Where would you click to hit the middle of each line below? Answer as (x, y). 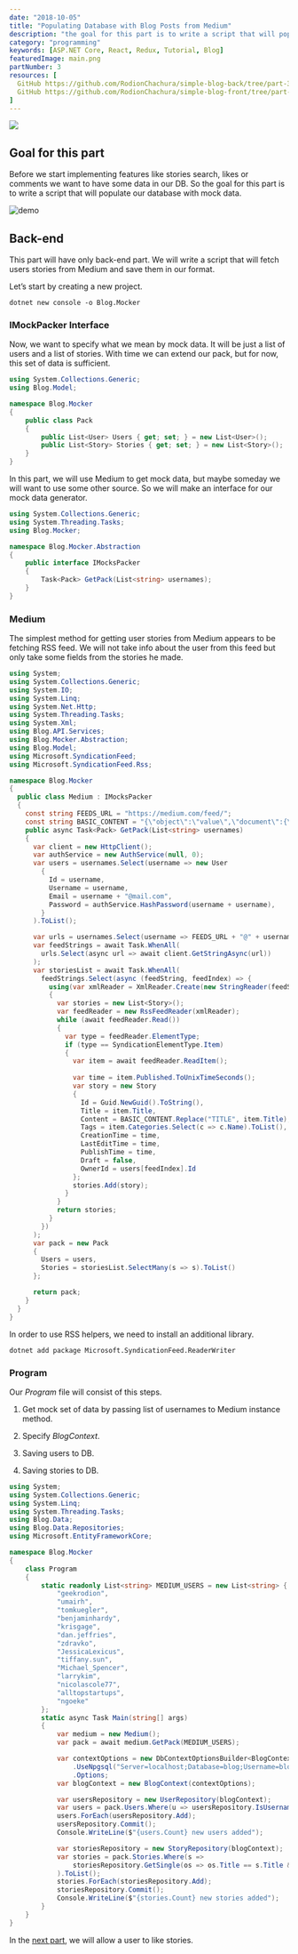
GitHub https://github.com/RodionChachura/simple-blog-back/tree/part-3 (154, 84)
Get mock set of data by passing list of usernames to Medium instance (151, 1409)
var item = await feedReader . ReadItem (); (150, 1061)
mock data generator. (48, 498)
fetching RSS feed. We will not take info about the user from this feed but (143, 648)
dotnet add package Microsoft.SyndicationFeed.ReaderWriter (123, 1350)
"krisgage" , (78, 1627)
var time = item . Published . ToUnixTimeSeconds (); (164, 1078)
